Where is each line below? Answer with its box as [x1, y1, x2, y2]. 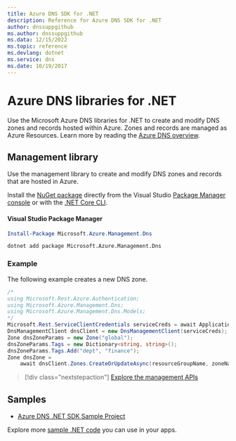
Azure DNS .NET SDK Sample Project [17, 412, 126, 421]
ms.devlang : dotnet [7, 50, 65, 57]
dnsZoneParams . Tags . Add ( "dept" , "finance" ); [7, 347, 140, 355]
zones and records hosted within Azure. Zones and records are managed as [7, 124, 228, 132]
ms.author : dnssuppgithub [7, 29, 83, 37]
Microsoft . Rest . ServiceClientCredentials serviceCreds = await [7, 321, 197, 329]
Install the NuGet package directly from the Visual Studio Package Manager [7, 191, 226, 199]
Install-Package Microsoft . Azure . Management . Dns [7, 230, 152, 237]
